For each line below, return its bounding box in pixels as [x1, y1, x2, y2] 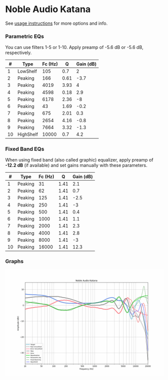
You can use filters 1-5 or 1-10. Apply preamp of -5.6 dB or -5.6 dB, [5, 44, 144, 50]
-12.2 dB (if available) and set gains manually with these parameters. [5, 162, 147, 169]
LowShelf [17, 68, 37, 74]
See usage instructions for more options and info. [5, 20, 108, 26]
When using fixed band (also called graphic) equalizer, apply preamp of [5, 157, 153, 163]
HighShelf [17, 131, 38, 137]
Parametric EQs [5, 33, 44, 40]
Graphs [5, 258, 24, 265]
